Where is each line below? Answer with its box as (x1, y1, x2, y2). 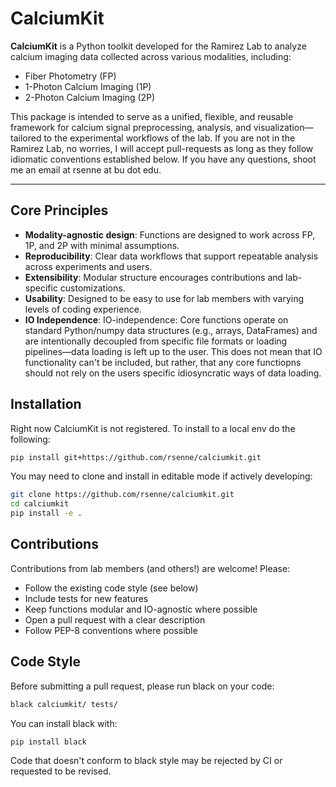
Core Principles (10, 202, 109, 219)
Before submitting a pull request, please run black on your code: (10, 680, 275, 692)
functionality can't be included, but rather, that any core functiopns (24, 356, 302, 368)
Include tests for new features (24, 592, 149, 604)
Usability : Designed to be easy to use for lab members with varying (24, 292, 305, 304)
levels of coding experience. (24, 303, 142, 315)
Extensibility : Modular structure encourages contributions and (24, 271, 284, 283)
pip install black (10, 737, 87, 747)
